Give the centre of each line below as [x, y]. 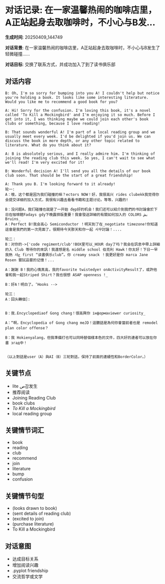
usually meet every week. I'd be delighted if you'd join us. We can [78, 136]
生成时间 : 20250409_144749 [34, 37]
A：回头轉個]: [18, 299]
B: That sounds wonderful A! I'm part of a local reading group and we [80, 132]
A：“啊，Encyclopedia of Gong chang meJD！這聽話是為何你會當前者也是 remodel [82, 323]
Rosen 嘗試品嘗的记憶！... [30, 260]
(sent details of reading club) [42, 514]
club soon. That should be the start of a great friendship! [69, 175]
